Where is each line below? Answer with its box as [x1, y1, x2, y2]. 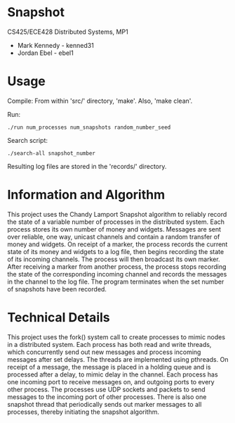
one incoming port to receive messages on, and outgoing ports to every [7, 377, 215, 386]
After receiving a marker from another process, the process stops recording [7, 262, 227, 271]
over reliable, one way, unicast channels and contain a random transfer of [7, 232, 220, 241]
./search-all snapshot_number [7, 149, 96, 157]
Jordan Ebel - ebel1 [17, 49, 74, 57]
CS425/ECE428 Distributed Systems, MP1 [7, 27, 128, 36]
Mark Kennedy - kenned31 [17, 41, 95, 49]
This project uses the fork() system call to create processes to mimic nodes [7, 332, 226, 341]
